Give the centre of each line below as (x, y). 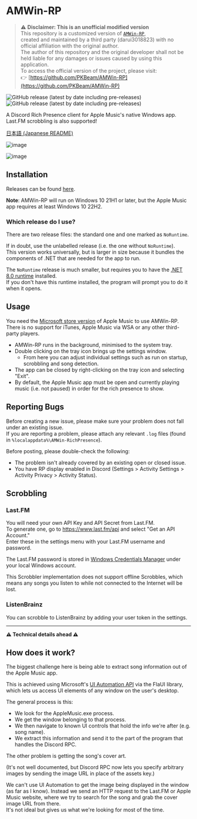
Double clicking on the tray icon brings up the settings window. (91, 351)
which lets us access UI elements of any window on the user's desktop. (93, 690)
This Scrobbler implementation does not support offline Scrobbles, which (95, 577)
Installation (27, 175)
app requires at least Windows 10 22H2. (54, 206)
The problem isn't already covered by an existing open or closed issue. (100, 463)
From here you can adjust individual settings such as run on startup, (105, 357)
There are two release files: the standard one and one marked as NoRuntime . (98, 235)
